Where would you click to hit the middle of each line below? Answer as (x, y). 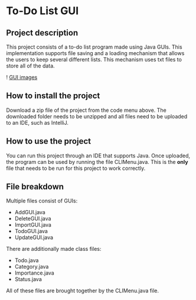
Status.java (28, 279)
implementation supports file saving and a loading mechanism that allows (95, 53)
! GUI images (22, 77)
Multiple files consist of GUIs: (42, 201)
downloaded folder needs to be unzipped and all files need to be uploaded (97, 116)
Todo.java (27, 260)
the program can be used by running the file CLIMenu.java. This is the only (97, 162)
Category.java (32, 267)
